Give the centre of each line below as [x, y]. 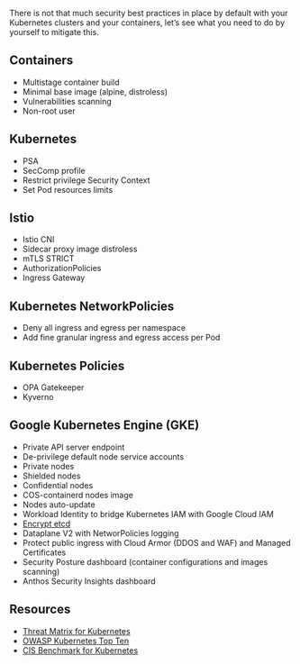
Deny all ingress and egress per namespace [104, 328]
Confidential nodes [58, 485]
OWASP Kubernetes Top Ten [76, 641]
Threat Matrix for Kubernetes [76, 631]
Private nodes [48, 466]
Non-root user [49, 111]
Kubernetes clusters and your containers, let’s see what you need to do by [147, 23]
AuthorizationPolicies [62, 268]
